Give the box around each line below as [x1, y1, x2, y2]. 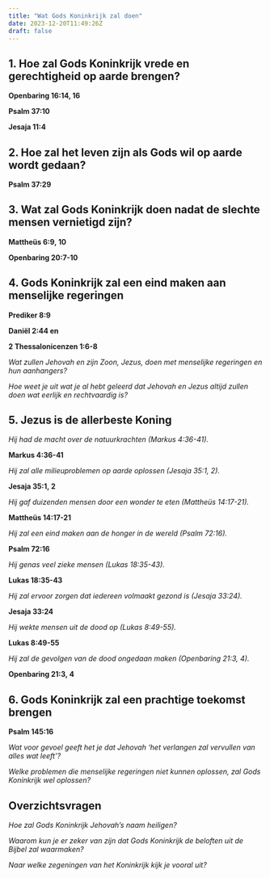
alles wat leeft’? [8, 751, 61, 761]
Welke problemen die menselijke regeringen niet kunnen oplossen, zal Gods [8, 767, 261, 776]
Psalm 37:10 [8, 107, 50, 116]
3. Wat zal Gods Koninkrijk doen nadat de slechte [8, 203, 260, 216]
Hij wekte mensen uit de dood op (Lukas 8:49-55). [8, 623, 176, 632]
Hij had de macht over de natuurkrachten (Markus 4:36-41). [8, 435, 209, 444]
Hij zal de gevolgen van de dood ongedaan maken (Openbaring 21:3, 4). [8, 653, 250, 663]
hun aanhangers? [8, 365, 67, 376]
